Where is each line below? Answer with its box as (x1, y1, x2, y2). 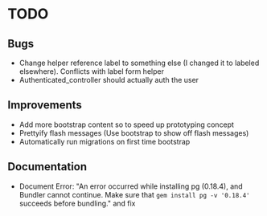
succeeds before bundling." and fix (18, 198, 136, 208)
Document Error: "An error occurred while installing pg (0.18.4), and (18, 181, 243, 191)
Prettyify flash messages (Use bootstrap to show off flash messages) (18, 128, 249, 137)
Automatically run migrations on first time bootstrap (18, 137, 191, 146)
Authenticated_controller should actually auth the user (18, 75, 199, 84)
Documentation (7, 160, 88, 173)
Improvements (7, 98, 82, 112)
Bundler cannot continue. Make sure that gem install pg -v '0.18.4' (18, 190, 250, 199)
